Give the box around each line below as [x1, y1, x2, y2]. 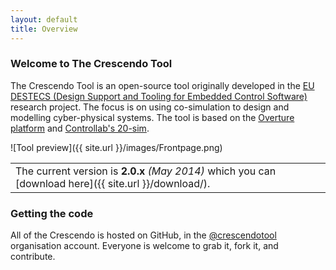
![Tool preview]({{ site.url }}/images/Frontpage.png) [10, 141, 223, 153]
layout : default [10, 14, 78, 25]
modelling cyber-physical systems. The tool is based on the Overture [10, 111, 295, 123]
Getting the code [10, 206, 94, 220]
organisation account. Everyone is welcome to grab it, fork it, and [10, 240, 279, 252]
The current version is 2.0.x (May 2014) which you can [15, 164, 277, 178]
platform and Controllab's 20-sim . [10, 122, 150, 134]
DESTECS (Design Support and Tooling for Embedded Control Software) [10, 90, 308, 102]
